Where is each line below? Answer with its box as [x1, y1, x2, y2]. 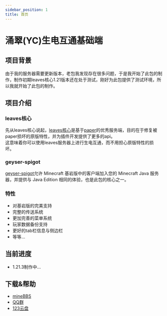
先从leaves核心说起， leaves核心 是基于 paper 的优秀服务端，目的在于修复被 [5, 127, 158, 133]
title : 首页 [5, 12, 28, 17]
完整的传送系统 [12, 209, 43, 214]
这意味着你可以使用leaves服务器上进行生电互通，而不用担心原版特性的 [5, 140, 150, 146]
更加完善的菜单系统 [12, 215, 52, 221]
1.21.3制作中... [12, 264, 41, 270]
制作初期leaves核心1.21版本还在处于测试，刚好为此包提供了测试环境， [13, 77, 157, 83]
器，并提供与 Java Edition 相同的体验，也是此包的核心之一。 [5, 177, 129, 183]
